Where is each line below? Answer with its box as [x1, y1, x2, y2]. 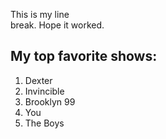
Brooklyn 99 [24, 95, 76, 108]
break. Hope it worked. [10, 19, 105, 31]
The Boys [24, 117, 65, 129]
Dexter [24, 74, 53, 86]
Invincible [24, 85, 65, 97]
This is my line [10, 9, 70, 20]
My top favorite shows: [10, 48, 158, 65]
